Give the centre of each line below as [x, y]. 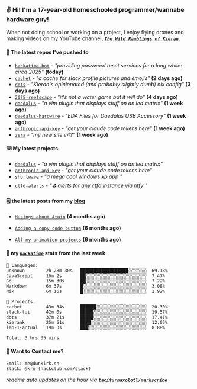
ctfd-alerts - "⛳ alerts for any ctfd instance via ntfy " [81, 185]
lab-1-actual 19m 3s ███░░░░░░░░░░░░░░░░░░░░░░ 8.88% [86, 328]
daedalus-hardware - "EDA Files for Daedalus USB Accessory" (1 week [100, 115]
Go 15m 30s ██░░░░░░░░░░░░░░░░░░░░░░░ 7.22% [86, 281]
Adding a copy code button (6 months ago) [68, 228]
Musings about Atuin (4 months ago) [60, 216]
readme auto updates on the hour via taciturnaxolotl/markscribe [87, 380]
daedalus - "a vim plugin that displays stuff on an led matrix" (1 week [99, 103]
